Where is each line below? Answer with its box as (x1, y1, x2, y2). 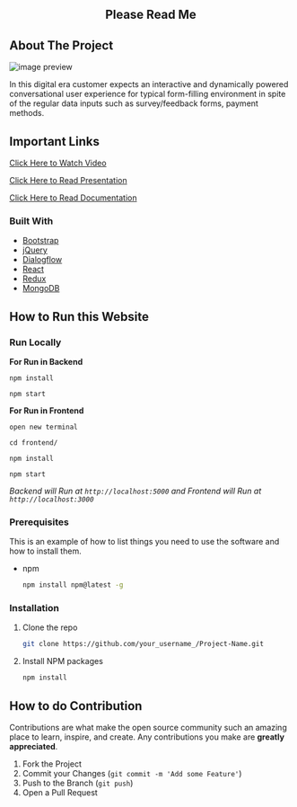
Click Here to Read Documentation (9, 192, 137, 203)
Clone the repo (22, 622, 78, 633)
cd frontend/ (9, 439, 58, 448)
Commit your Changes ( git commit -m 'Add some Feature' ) (22, 768, 242, 779)
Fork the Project (22, 758, 83, 769)
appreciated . (9, 741, 58, 752)
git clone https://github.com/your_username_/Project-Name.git (22, 640, 265, 649)
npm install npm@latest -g (22, 581, 124, 590)
